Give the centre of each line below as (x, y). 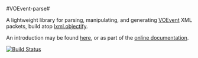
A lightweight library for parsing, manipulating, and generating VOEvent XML (99, 20)
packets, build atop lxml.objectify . (47, 26)
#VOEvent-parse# (28, 9)
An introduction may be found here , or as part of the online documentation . (98, 38)
